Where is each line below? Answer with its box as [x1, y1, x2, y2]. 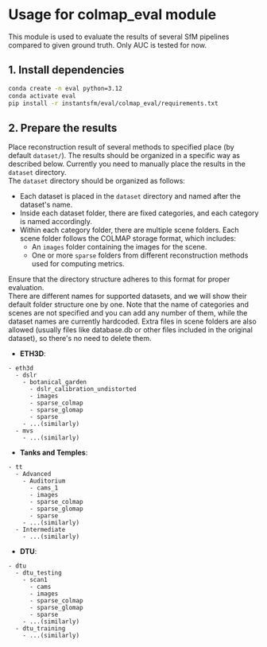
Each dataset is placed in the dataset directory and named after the [19, 192, 241, 201]
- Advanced [15, 471, 52, 478]
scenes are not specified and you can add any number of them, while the [8, 308, 248, 318]
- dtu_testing [15, 569, 62, 577]
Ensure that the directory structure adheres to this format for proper [8, 274, 230, 284]
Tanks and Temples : [19, 447, 88, 458]
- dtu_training [15, 625, 66, 633]
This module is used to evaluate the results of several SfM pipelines [8, 32, 230, 41]
